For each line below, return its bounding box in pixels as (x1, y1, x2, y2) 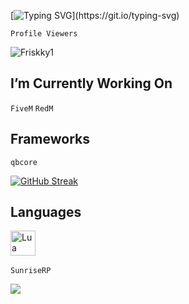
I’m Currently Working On (10, 75, 173, 92)
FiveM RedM (10, 103, 54, 114)
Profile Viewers (10, 29, 78, 39)
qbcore (10, 157, 38, 167)
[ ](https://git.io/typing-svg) (10, 10, 180, 21)
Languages (10, 204, 82, 221)
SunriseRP (10, 266, 52, 276)
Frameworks (10, 131, 91, 148)
